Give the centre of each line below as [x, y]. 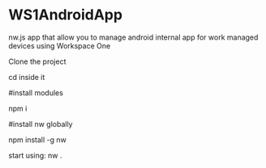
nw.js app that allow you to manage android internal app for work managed [133, 37]
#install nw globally [41, 124]
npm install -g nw [38, 140]
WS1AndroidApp [66, 15]
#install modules [36, 92]
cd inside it [27, 77]
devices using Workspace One [60, 45]
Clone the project [37, 61]
